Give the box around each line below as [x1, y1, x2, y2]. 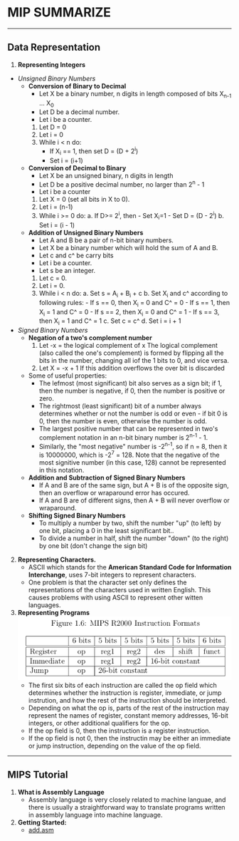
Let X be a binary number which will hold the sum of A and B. [38, 243, 218, 252]
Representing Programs [17, 609, 90, 617]
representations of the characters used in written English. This [28, 586, 211, 594]
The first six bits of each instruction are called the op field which [28, 681, 217, 689]
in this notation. [38, 466, 85, 475]
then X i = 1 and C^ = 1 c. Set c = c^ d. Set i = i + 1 [38, 316, 181, 327]
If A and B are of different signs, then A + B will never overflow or [38, 496, 230, 505]
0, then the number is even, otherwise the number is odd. [38, 417, 208, 425]
